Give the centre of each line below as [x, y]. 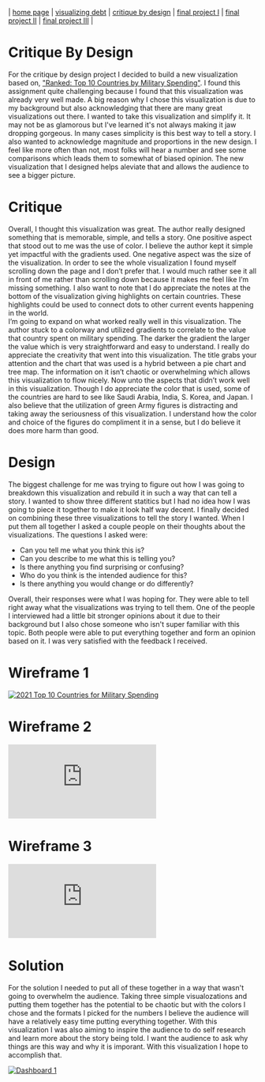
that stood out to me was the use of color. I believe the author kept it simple [131, 246]
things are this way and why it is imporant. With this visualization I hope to [128, 1046]
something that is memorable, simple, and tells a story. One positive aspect [130, 237]
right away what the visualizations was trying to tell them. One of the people [132, 607]
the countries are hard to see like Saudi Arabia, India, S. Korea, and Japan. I [131, 397]
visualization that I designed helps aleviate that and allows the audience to [129, 167]
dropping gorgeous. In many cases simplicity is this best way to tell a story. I [132, 133]
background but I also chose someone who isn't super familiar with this [124, 624]
